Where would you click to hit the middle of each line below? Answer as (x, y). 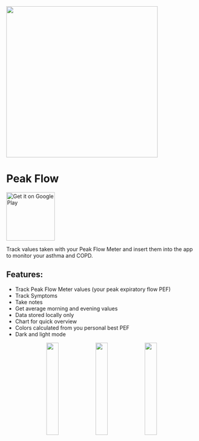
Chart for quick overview (46, 321)
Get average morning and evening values (66, 309)
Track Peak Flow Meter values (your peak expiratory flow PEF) (93, 289)
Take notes (29, 302)
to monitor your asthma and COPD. (50, 255)
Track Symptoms (36, 295)
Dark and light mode (41, 334)
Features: (25, 275)
